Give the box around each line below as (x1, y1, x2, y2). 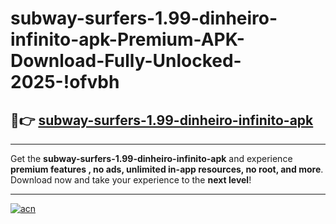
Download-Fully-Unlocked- (10, 50, 242, 72)
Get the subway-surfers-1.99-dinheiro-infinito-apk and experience (10, 153, 293, 164)
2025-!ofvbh (10, 71, 120, 94)
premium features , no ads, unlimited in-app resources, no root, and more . (10, 163, 324, 175)
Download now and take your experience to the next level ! (10, 174, 252, 186)
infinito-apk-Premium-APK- (10, 28, 245, 51)
